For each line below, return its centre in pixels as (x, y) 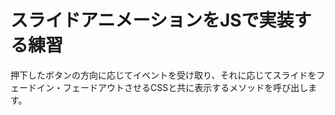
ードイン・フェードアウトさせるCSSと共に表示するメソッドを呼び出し (163, 87)
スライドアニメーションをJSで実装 (152, 20)
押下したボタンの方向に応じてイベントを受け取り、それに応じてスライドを (163, 75)
